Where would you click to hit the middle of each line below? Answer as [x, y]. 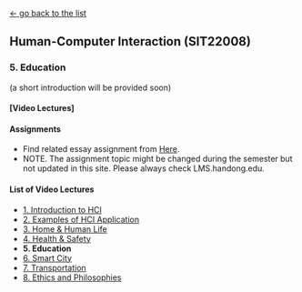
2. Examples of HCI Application [81, 219]
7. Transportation [54, 267]
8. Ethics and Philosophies [72, 277]
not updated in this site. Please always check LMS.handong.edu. [144, 168]
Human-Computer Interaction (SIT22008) [131, 41]
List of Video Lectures [52, 189]
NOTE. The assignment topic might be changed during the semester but [157, 159]
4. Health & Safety [56, 238]
